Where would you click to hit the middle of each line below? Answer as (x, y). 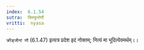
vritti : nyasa (25, 23)
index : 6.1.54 (25, 12)
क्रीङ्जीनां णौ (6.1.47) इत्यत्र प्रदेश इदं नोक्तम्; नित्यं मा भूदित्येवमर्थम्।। (73, 40)
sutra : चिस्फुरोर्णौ (25, 17)
